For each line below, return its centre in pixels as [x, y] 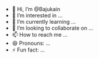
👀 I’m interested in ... [37, 15]
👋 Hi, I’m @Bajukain [36, 9]
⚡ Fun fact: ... [28, 50]
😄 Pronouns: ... [31, 43]
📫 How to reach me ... [40, 35]
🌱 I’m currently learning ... [44, 22]
